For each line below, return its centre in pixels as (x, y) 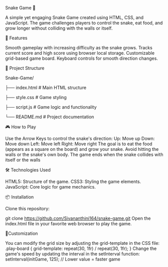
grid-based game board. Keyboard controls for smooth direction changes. (81, 58)
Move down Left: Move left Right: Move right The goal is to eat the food (79, 144)
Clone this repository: (28, 208)
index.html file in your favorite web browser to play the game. (68, 224)
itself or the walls (23, 160)
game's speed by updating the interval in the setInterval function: (73, 254)
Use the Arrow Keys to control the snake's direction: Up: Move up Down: (80, 139)
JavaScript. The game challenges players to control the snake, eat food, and (84, 23)
